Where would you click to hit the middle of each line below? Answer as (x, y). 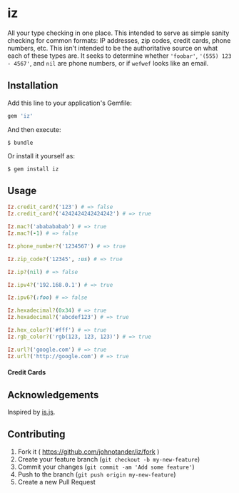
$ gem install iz (33, 169)
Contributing (36, 434)
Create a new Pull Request (57, 482)
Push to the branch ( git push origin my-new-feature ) (97, 474)
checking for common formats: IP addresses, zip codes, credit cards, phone (119, 40)
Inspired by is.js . (31, 412)
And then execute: (34, 129)
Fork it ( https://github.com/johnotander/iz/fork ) (88, 452)
